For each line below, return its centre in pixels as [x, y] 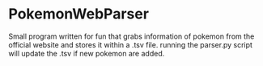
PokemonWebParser [79, 14]
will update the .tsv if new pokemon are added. [87, 53]
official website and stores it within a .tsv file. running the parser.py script [131, 44]
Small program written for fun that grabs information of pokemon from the [131, 36]
